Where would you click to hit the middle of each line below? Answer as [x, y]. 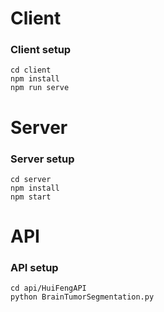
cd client [31, 70]
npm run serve [40, 88]
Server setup [42, 159]
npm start [31, 197]
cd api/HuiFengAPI [48, 288]
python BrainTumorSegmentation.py [82, 297]
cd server [31, 179]
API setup [34, 268]
